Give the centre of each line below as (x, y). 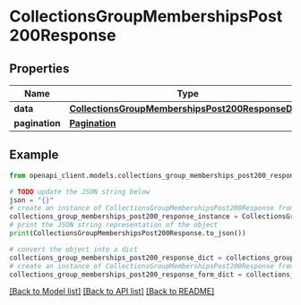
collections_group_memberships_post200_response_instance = (124, 216)
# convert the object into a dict (74, 249)
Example (34, 155)
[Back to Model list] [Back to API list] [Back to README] (112, 292)
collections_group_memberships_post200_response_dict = (116, 258)
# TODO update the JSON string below (80, 191)
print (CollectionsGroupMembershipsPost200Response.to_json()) (128, 233)
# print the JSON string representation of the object (114, 225)
